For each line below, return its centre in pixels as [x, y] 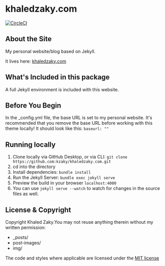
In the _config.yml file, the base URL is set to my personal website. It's [79, 118]
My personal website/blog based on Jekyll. [50, 51]
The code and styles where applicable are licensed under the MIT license [82, 258]
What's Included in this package [58, 77]
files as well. [26, 194]
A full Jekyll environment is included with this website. [62, 89]
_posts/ [20, 237]
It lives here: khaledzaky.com [36, 61]
